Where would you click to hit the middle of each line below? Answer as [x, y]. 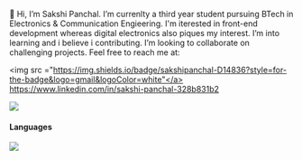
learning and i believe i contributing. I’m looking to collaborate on [130, 42]
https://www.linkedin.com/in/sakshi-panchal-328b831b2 [114, 89]
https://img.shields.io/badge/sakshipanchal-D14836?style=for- [169, 70]
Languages [31, 127]
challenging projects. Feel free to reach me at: [95, 52]
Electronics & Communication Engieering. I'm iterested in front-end [134, 24]
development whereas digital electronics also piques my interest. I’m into [145, 33]
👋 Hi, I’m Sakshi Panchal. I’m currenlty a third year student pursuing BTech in [151, 14]
